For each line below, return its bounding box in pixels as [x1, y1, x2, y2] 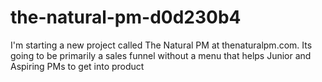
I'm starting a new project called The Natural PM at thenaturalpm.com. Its [10, 39, 313, 51]
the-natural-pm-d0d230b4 [10, 6, 242, 29]
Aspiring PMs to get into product [10, 60, 145, 72]
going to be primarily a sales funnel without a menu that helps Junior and [10, 49, 312, 61]
